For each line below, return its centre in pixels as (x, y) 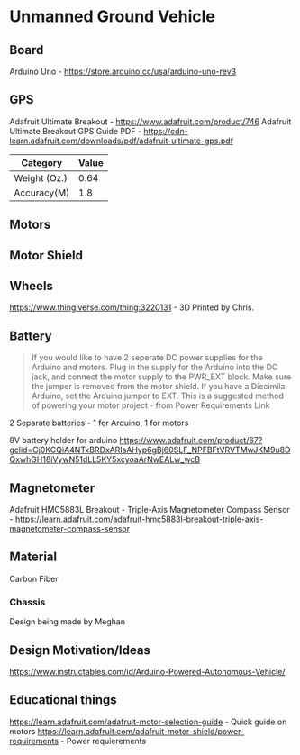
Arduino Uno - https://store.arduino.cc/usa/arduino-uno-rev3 (123, 71)
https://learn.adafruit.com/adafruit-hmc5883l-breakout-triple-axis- (139, 519)
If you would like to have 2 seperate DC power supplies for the (147, 358)
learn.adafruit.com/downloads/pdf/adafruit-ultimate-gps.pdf (122, 141)
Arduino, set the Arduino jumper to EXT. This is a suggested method (157, 396)
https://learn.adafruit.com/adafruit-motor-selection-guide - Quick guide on (148, 722)
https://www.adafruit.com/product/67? (191, 441)
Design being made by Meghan (68, 622)
